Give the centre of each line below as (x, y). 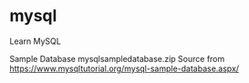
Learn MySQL (35, 41)
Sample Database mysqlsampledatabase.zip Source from (117, 58)
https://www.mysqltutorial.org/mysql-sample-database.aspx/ (124, 68)
